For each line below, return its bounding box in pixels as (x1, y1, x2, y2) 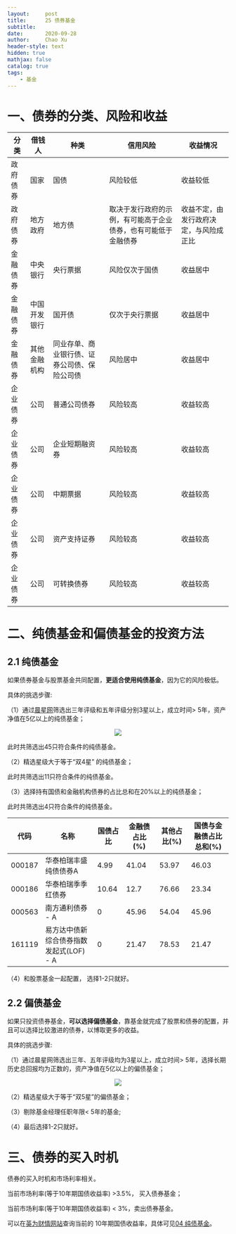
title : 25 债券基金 (7, 17, 76, 24)
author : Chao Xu (7, 37, 68, 44)
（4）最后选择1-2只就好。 (7, 1123, 82, 1131)
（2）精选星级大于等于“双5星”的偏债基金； (7, 1093, 131, 1101)
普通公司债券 (53, 400, 96, 409)
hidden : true (7, 50, 46, 57)
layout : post (7, 10, 58, 18)
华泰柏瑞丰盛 (45, 855, 88, 865)
